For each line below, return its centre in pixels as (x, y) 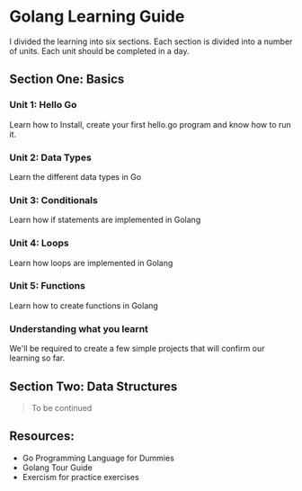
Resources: (42, 437)
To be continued (62, 407)
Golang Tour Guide (57, 467)
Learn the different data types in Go (75, 176)
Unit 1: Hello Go (43, 105)
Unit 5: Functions (47, 286)
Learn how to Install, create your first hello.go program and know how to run (151, 124)
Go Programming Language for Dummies (98, 458)
